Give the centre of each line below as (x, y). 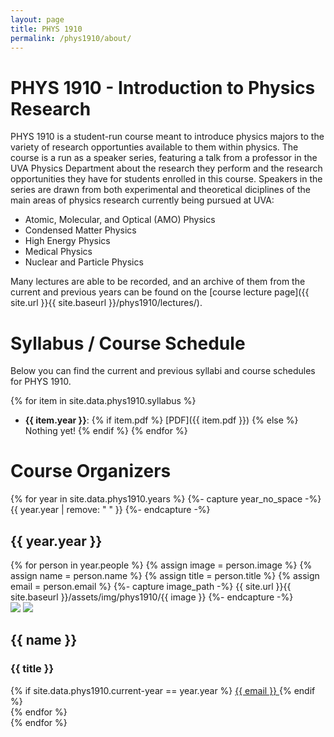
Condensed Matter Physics (80, 230)
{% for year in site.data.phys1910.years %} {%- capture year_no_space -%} (166, 499)
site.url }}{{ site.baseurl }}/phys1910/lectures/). (106, 303)
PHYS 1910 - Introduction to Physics (163, 87)
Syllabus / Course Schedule (128, 343)
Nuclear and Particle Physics (84, 262)
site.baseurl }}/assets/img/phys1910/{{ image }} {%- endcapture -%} (152, 597)
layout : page (37, 19)
